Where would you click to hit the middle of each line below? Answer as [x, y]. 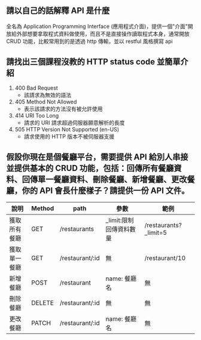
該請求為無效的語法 [48, 95]
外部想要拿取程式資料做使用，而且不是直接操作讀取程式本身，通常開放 [103, 33]
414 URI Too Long [37, 115]
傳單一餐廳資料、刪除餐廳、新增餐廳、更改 [108, 180]
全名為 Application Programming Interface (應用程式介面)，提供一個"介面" [97, 26]
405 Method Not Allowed [46, 102]
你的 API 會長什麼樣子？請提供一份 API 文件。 [106, 191]
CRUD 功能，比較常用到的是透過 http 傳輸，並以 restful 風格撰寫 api [89, 41]
